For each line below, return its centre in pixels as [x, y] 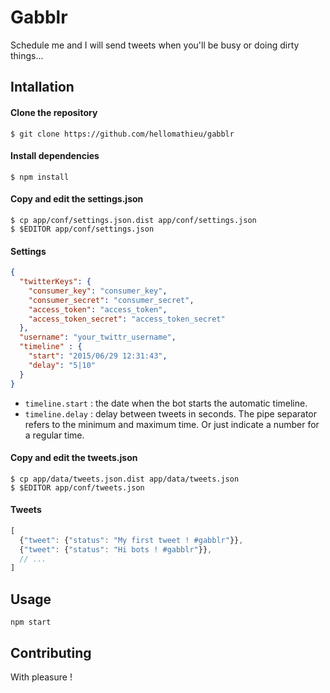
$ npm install [40, 177]
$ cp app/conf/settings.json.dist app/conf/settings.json [133, 220]
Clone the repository [54, 112]
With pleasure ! [41, 677]
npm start [31, 622]
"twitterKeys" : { [55, 282]
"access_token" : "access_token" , [98, 309]
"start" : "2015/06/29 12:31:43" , [98, 356]
